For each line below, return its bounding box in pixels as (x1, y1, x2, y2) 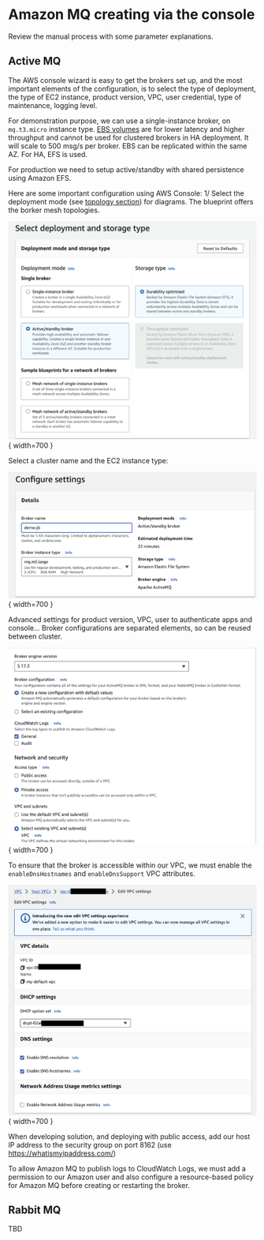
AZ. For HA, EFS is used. (8, 149, 88, 159)
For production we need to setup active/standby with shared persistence (8, 164, 244, 174)
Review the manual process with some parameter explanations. (8, 32, 214, 41)
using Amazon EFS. (8, 173, 72, 182)
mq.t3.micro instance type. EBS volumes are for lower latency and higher (8, 124, 245, 133)
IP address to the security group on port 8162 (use (8, 1140, 172, 1149)
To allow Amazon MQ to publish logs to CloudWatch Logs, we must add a (8, 1163, 246, 1173)
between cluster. (8, 631, 63, 641)
